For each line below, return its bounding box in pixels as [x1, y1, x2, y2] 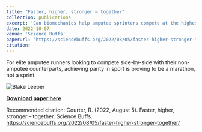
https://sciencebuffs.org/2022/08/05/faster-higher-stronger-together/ [6, 119, 180, 126]
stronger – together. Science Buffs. [6, 112, 93, 120]
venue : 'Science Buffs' [6, 31, 66, 37]
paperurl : [6, 37, 31, 43]
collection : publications [6, 14, 71, 20]
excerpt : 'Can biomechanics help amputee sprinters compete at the [6, 20, 179, 26]
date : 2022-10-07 [6, 25, 50, 32]
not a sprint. [6, 71, 36, 79]
